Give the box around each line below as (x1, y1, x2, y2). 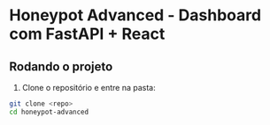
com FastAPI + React (9, 24, 166, 44)
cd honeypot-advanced (9, 107, 89, 116)
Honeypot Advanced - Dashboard (9, 5, 262, 26)
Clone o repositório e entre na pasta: (21, 83, 157, 92)
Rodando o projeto (9, 59, 113, 74)
